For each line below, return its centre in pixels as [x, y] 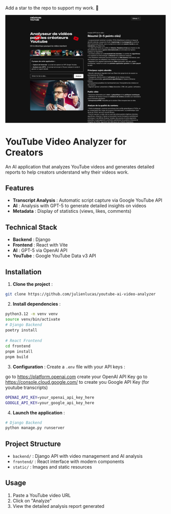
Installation [23, 272]
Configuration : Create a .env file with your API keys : [69, 366]
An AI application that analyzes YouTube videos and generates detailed [80, 166]
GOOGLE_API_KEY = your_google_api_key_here [50, 403]
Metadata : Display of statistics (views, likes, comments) [72, 211]
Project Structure [33, 444]
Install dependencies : [37, 304]
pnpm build [17, 357]
